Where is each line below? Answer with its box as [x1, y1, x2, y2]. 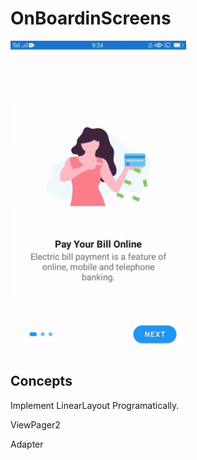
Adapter [10, 438, 44, 450]
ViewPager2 [10, 418, 61, 431]
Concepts [10, 373, 73, 390]
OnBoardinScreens [10, 7, 172, 30]
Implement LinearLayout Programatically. [10, 399, 180, 411]
